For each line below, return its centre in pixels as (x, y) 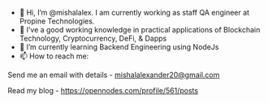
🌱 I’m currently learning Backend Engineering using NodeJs (119, 47)
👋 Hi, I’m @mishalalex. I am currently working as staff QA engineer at (134, 13)
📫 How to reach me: (54, 56)
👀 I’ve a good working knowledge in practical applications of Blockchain (140, 30)
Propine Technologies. (57, 21)
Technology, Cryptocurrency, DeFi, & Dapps (93, 38)
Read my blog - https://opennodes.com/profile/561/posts (103, 90)
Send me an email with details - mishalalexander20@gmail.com (114, 75)
